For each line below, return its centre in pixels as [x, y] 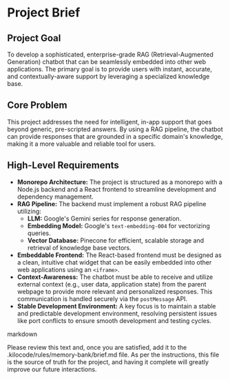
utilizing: [29, 211]
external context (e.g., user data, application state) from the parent [112, 284]
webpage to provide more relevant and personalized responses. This [115, 291]
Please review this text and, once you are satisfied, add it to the [97, 347]
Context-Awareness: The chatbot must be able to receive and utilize [115, 277]
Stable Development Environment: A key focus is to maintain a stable [116, 306]
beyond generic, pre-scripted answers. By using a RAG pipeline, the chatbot [115, 129]
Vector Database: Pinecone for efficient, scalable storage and [116, 240]
